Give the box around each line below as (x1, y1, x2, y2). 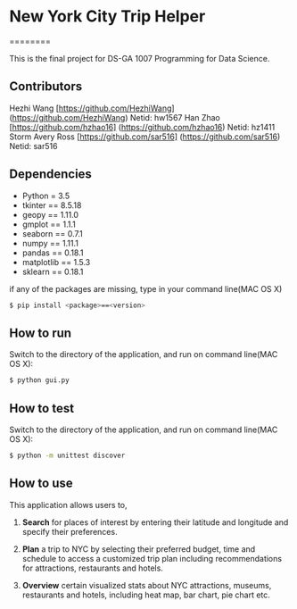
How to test (9, 400, 74, 416)
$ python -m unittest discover (9, 451, 126, 460)
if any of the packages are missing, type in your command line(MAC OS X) (9, 283, 283, 294)
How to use (9, 476, 73, 491)
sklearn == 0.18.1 (21, 266, 84, 277)
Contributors (9, 79, 83, 95)
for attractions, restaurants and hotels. (21, 563, 163, 573)
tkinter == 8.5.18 (21, 199, 82, 211)
